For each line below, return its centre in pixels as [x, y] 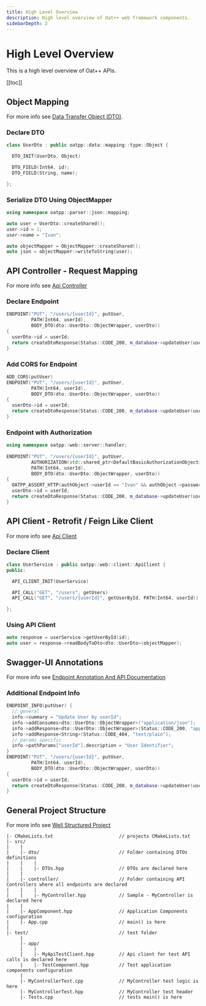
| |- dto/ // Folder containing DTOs [97, 853]
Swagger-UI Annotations [55, 662]
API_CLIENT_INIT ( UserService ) [50, 581]
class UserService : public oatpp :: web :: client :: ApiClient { [86, 565]
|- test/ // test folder [82, 933]
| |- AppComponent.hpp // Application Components [97, 912]
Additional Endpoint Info [43, 693]
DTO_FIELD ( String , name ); [45, 173]
